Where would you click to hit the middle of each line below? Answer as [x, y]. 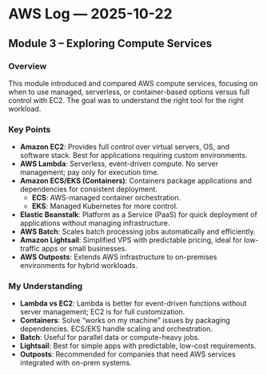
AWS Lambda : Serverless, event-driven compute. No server [119, 164]
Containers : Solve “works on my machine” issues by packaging [125, 321]
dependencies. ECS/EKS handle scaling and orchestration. [116, 329]
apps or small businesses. [84, 249]
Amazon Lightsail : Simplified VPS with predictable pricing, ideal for [131, 240]
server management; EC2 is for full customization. [102, 312]
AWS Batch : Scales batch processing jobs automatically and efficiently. [137, 231]
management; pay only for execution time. [90, 172]
